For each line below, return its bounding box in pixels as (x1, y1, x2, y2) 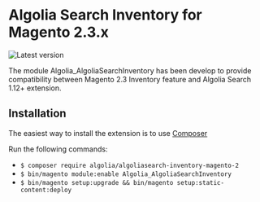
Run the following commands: (8, 144, 108, 154)
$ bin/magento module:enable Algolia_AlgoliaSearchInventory (19, 169, 232, 178)
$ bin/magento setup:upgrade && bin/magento (19, 178, 174, 187)
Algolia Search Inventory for (8, 6, 203, 24)
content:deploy (19, 186, 72, 194)
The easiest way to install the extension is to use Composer (8, 128, 208, 138)
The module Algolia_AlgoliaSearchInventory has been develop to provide (8, 65, 252, 75)
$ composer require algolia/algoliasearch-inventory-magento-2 (19, 161, 240, 169)
